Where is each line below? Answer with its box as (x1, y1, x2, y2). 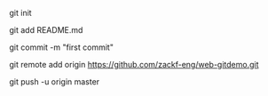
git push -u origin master (9, 76, 100, 87)
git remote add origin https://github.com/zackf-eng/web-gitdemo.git (9, 60, 259, 69)
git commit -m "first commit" (9, 42, 114, 52)
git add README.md (9, 25, 83, 35)
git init (9, 8, 33, 18)
